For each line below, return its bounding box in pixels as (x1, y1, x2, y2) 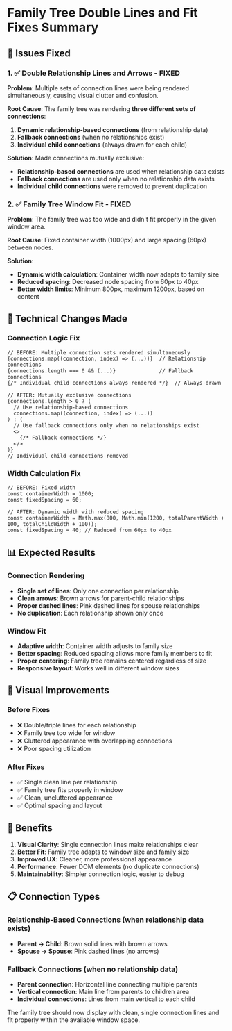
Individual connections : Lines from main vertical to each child (17, 995, 195, 1003)
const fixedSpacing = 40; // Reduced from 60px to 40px (7, 527, 172, 534)
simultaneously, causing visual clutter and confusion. (7, 91, 159, 99)
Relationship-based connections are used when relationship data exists (17, 167, 225, 175)
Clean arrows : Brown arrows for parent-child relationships (17, 594, 185, 602)
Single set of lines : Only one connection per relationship (17, 586, 179, 595)
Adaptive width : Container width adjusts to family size (17, 642, 173, 650)
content (17, 292, 39, 301)
